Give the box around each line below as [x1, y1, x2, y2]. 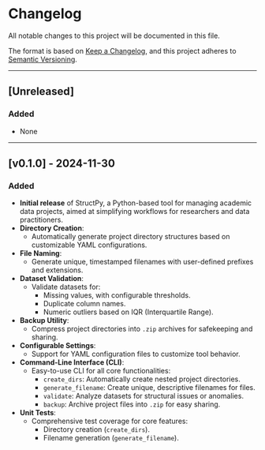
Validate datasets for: [31, 282, 101, 292]
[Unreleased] [8, 84, 75, 99]
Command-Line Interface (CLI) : [19, 358, 125, 367]
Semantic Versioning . [8, 54, 77, 64]
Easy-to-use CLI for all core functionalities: [31, 366, 171, 376]
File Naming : [19, 249, 62, 258]
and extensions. [31, 265, 84, 275]
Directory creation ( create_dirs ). [43, 425, 150, 434]
